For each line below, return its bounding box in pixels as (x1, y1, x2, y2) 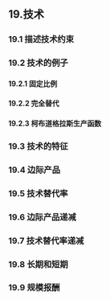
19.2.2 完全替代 (8, 99, 60, 109)
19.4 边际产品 (8, 164, 61, 175)
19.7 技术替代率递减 (8, 235, 84, 246)
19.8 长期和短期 (8, 258, 68, 269)
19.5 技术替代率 (8, 187, 68, 199)
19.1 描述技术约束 (8, 34, 75, 45)
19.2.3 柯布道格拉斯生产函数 (8, 119, 102, 129)
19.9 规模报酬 (8, 282, 60, 294)
